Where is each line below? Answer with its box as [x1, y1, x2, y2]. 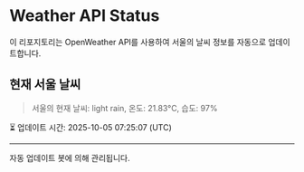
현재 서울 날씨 [9, 77, 81, 92]
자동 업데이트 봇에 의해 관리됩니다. [9, 152, 130, 163]
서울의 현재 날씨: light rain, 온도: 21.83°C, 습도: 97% [31, 102, 218, 113]
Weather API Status [9, 5, 160, 26]
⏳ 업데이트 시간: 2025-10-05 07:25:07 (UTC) [9, 121, 172, 132]
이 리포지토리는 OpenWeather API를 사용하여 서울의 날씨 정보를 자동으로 [9, 36, 267, 47]
